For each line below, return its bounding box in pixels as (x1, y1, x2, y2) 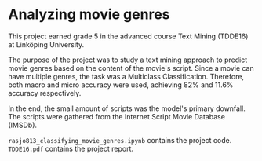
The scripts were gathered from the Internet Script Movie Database (8, 112, 226, 121)
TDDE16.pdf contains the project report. (8, 144, 133, 153)
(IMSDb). (8, 120, 38, 130)
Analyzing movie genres (8, 5, 170, 24)
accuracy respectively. (8, 88, 82, 97)
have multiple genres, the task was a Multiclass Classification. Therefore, (8, 71, 245, 81)
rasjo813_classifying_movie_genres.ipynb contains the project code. (8, 135, 232, 145)
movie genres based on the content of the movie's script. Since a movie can (8, 63, 254, 72)
